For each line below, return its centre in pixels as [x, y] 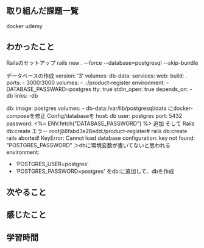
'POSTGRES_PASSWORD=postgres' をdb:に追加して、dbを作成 [95, 171]
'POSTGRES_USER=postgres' [52, 164]
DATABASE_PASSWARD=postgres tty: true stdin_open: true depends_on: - [99, 89]
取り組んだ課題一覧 [42, 11]
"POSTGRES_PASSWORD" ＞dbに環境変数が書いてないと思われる [89, 145]
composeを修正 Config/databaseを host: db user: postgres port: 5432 [94, 115]
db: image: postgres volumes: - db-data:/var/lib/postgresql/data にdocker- [100, 108]
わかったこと [30, 47]
